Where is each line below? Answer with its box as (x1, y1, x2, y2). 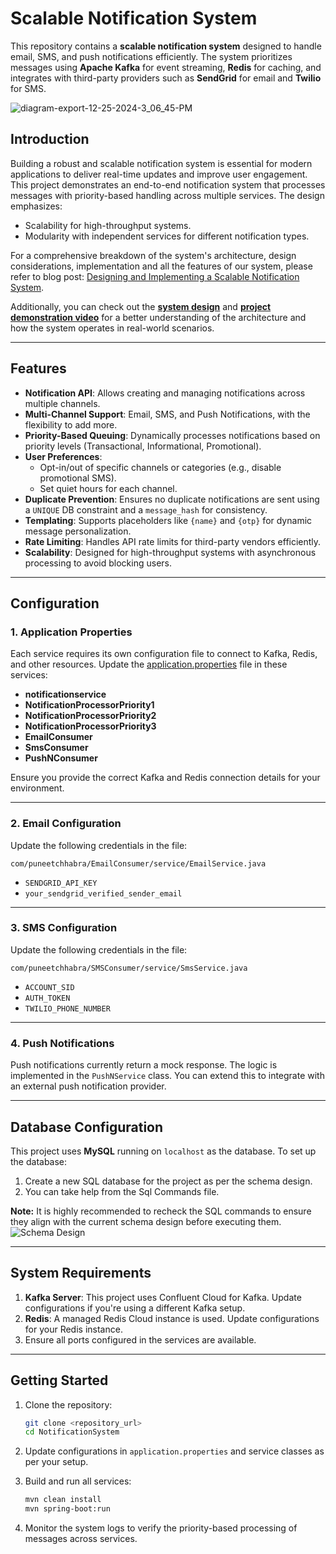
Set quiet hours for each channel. (39, 482, 178, 494)
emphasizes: (10, 200, 63, 212)
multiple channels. (24, 397, 101, 409)
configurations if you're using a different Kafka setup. (24, 1302, 246, 1314)
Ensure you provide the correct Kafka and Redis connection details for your (10, 772, 321, 784)
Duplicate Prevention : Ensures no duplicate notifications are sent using (24, 493, 320, 505)
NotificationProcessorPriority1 (24, 699, 155, 711)
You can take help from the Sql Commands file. (24, 1185, 220, 1197)
